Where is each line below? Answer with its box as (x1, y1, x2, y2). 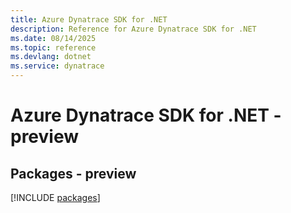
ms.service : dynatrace (10, 61, 105, 71)
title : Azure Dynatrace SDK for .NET (10, 14, 168, 25)
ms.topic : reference (10, 42, 97, 53)
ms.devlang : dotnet (10, 52, 92, 62)
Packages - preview (10, 165, 137, 182)
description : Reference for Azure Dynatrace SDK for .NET (10, 24, 257, 34)
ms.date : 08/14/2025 (10, 33, 97, 43)
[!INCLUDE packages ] (10, 192, 101, 203)
